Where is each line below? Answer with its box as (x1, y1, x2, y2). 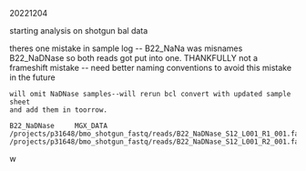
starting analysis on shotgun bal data (9, 25, 148, 35)
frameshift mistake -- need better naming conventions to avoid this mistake (9, 63, 292, 73)
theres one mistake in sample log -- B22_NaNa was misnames (9, 43, 243, 54)
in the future (9, 72, 56, 83)
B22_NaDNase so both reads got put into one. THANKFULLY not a (9, 53, 258, 63)
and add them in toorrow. (9, 106, 107, 115)
